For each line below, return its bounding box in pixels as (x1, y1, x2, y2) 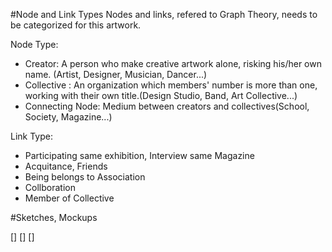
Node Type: (10, 39, 59, 50)
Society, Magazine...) (24, 111, 113, 123)
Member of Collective (24, 192, 115, 204)
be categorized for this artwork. (10, 19, 142, 31)
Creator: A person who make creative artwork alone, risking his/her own (24, 58, 322, 69)
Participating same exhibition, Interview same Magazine (24, 150, 255, 161)
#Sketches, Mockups (10, 212, 98, 223)
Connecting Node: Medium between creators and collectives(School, (24, 100, 310, 112)
